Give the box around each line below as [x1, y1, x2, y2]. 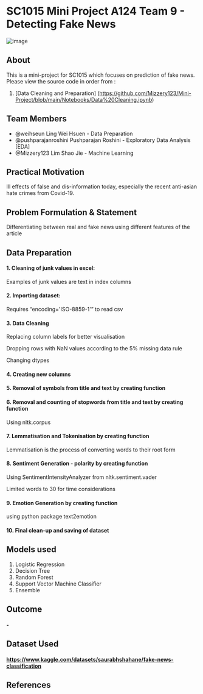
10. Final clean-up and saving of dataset [6, 526, 109, 534]
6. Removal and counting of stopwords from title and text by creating [6, 398, 184, 406]
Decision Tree [15, 567, 50, 574]
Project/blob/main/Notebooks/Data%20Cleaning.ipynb [15, 96, 153, 103]
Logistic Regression [15, 561, 65, 568]
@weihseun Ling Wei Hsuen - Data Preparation [15, 130, 133, 137]
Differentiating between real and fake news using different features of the [6, 224, 190, 231]
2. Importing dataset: [6, 292, 61, 299]
